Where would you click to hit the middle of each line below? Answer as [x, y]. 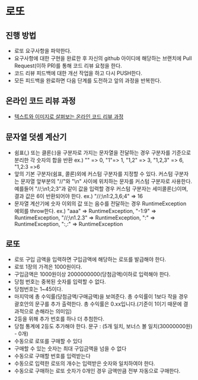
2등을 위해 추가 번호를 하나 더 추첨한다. [59, 319]
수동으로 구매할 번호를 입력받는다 [52, 356]
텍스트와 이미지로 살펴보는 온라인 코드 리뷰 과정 [69, 117]
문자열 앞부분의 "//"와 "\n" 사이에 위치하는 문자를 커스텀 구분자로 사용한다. [106, 181]
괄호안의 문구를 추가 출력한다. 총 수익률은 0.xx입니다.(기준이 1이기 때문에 [98, 304]
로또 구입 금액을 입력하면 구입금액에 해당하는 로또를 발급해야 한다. [90, 259]
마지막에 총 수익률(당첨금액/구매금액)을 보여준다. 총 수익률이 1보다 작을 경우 [101, 297]
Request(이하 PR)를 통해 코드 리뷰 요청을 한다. [68, 66]
